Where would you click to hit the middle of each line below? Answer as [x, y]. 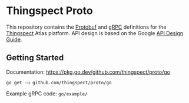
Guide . [14, 39]
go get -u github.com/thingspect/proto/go [59, 83]
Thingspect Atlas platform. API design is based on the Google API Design [95, 33]
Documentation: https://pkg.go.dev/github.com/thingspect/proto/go [88, 72]
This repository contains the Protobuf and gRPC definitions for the [86, 27]
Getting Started [35, 58]
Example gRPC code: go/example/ [47, 93]
